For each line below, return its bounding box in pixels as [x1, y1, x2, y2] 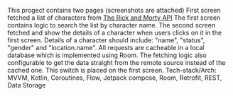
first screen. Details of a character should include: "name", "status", [7, 36, 205, 44]
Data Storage [7, 81, 46, 89]
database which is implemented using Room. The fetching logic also [7, 51, 207, 59]
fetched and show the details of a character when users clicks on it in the [7, 28, 222, 37]
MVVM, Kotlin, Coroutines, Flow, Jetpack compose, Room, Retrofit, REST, [7, 73, 222, 82]
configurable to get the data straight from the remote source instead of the [7, 59, 226, 66]
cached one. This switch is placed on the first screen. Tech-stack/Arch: [7, 66, 217, 74]
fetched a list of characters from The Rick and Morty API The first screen [7, 13, 221, 22]
